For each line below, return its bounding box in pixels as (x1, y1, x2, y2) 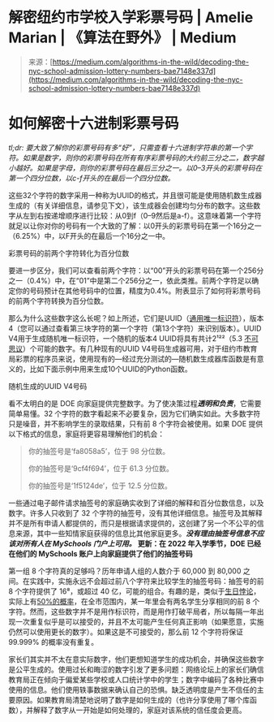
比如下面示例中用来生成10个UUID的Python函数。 (29, 364, 192, 374)
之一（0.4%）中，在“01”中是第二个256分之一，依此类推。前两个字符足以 (8, 275, 252, 285)
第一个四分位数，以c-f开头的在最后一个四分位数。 (8, 173, 175, 183)
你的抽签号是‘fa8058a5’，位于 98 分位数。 (28, 446, 170, 456)
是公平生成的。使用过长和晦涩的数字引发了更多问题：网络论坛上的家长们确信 (8, 664, 264, 674)
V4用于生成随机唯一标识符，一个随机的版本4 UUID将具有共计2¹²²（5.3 (8, 333, 243, 343)
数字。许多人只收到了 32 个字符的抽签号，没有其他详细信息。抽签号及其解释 (8, 508, 263, 517)
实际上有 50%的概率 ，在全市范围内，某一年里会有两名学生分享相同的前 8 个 (8, 596, 260, 606)
